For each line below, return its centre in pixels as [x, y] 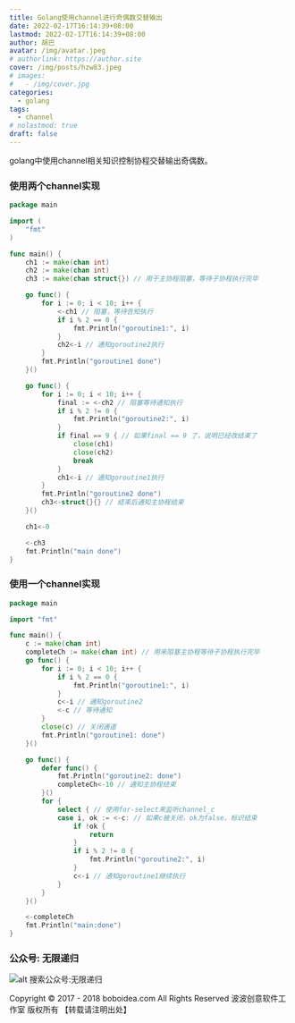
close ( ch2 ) [93, 452]
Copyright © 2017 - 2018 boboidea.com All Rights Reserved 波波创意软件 [144, 999]
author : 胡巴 [32, 42]
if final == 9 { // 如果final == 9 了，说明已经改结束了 [157, 436]
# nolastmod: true [43, 126]
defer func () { [70, 768]
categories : [31, 92]
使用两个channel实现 [55, 186]
